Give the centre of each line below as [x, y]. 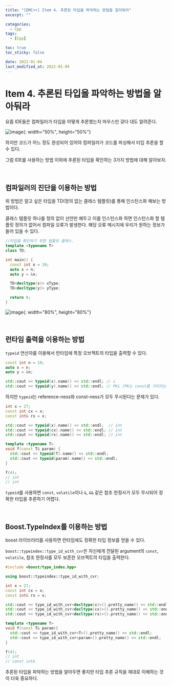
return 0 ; [20, 298]
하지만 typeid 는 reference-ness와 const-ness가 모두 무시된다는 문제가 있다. [82, 397]
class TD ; [16, 250]
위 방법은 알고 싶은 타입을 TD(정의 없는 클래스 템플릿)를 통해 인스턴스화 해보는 [83, 201]
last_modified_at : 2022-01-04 [38, 67]
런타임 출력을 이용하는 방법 [45, 340]
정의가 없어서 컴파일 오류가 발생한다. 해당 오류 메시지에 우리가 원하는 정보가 [90, 225]
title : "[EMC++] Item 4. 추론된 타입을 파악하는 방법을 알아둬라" [68, 10]
